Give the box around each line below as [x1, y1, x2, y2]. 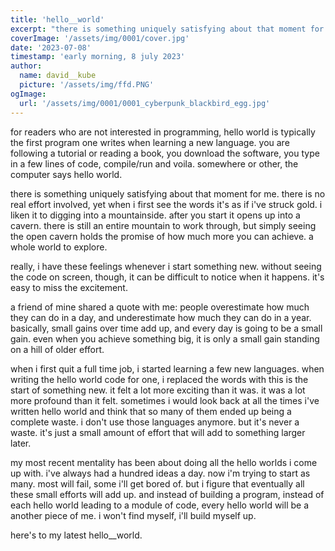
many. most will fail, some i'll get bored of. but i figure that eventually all [10, 477, 305, 490]
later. [10, 437, 32, 449]
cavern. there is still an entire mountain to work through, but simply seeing [10, 219, 317, 231]
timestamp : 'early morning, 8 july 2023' [10, 52, 186, 62]
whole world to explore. [10, 241, 108, 253]
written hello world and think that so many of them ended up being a [10, 405, 292, 417]
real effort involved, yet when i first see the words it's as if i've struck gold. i [10, 198, 323, 210]
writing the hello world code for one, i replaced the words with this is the [10, 373, 309, 385]
